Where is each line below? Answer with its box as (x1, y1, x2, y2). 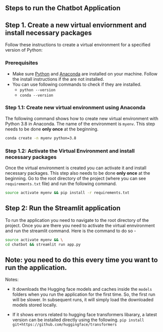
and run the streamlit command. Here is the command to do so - (5, 228, 136, 234)
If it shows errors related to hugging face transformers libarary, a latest (12, 312, 157, 318)
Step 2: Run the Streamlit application (5, 204, 121, 212)
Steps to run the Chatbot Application (5, 4, 120, 12)
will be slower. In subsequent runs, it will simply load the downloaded (12, 297, 154, 303)
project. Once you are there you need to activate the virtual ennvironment (5, 222, 155, 228)
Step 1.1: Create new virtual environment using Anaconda (5, 104, 146, 111)
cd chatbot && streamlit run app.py (5, 242, 81, 247)
